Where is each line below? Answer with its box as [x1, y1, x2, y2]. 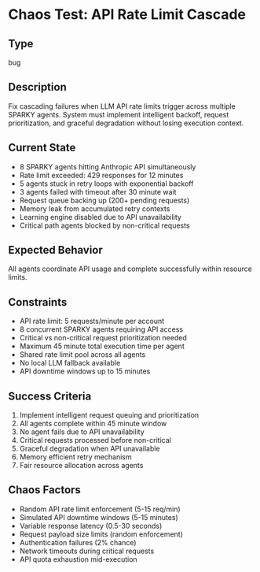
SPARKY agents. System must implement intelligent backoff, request [8, 110, 229, 119]
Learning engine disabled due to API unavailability [19, 212, 182, 221]
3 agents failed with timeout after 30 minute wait [19, 187, 177, 196]
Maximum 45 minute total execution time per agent [19, 341, 185, 351]
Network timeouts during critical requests [19, 546, 155, 555]
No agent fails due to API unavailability [19, 427, 145, 436]
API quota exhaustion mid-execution [19, 554, 137, 564]
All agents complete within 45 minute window [19, 419, 167, 429]
